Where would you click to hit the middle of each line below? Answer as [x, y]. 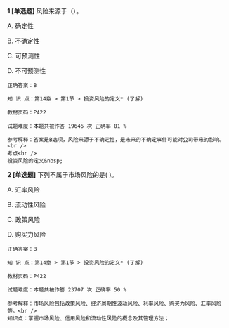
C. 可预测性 [24, 56]
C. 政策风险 [24, 219]
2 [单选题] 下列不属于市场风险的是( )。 [63, 175]
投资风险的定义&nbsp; [35, 161]
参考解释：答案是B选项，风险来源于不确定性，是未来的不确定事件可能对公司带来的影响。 [116, 140]
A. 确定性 [20, 26]
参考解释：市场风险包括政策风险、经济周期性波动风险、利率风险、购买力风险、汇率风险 [115, 303]
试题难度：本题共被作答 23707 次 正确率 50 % [67, 290]
